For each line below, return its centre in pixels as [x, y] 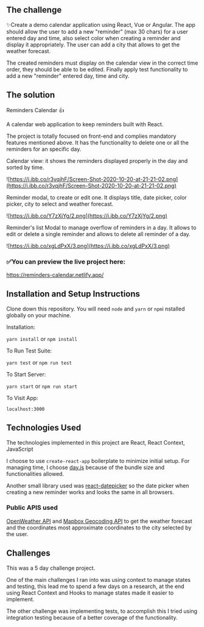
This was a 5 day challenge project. [51, 568]
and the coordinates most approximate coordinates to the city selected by [99, 528]
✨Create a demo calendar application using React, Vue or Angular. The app [101, 24]
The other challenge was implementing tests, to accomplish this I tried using [102, 611]
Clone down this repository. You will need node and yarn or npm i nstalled [96, 309]
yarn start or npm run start [42, 386]
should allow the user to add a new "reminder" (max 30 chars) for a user [97, 31]
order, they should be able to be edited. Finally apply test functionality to [97, 69]
